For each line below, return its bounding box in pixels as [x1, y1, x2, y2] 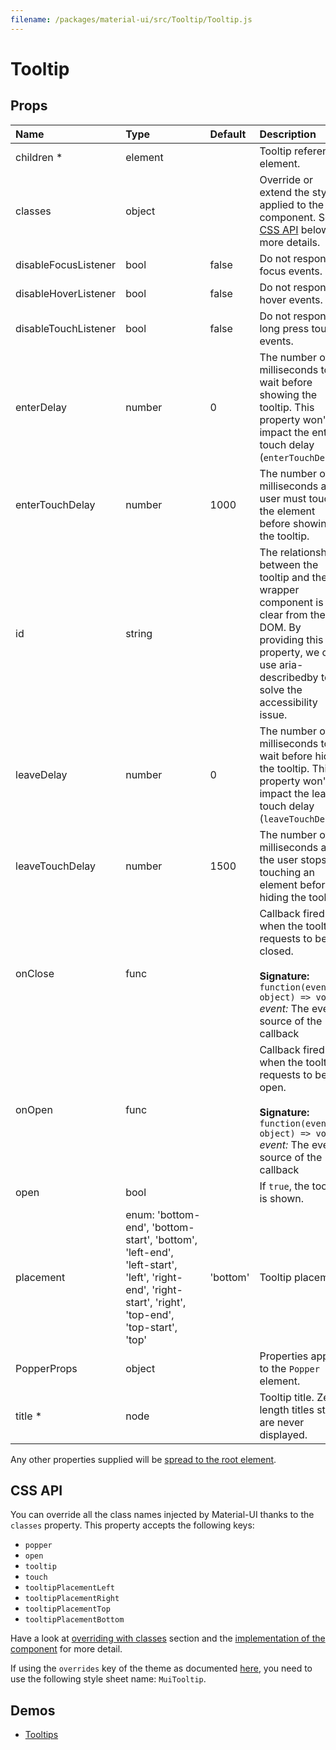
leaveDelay [15, 767, 68, 781]
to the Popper [259, 1361, 320, 1375]
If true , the [259, 1179, 310, 1193]
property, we [259, 645, 320, 659]
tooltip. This [259, 400, 315, 414]
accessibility [259, 695, 318, 709]
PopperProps [15, 1361, 78, 1375]
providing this [259, 632, 324, 646]
